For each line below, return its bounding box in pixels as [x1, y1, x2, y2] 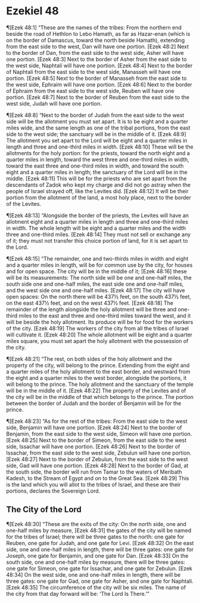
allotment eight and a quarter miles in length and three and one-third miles [6, 218, 189, 225]
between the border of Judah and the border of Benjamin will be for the [6, 400, 182, 407]
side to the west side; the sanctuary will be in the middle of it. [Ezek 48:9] [6, 130, 186, 138]
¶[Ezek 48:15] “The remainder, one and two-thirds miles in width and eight [6, 255, 189, 262]
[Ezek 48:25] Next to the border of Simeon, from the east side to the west [6, 437, 187, 444]
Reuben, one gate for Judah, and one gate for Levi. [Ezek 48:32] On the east [6, 539, 194, 546]
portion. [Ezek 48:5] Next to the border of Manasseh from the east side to [6, 75, 187, 82]
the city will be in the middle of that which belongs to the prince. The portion [6, 393, 193, 400]
